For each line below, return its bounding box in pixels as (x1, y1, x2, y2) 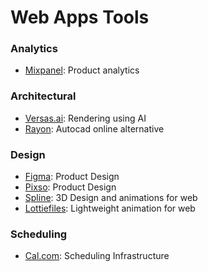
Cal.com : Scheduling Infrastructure (24, 250, 170, 262)
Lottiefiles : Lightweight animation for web (24, 202, 196, 215)
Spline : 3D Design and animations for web (24, 192, 198, 204)
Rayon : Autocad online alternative (24, 122, 165, 135)
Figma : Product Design (24, 171, 120, 183)
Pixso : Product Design (24, 181, 117, 193)
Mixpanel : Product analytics (24, 64, 140, 76)
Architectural (10, 89, 77, 103)
